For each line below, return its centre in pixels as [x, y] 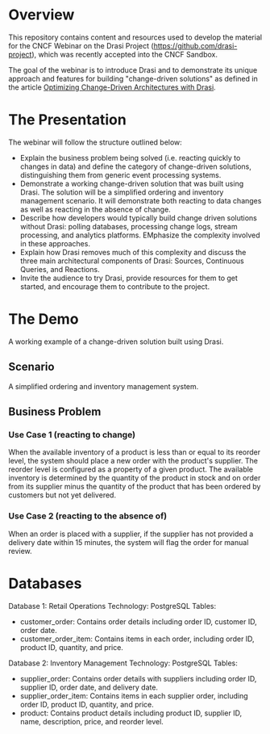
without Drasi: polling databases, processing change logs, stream [129, 226]
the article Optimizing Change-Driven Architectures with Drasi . [112, 87]
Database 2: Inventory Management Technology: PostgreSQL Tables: [123, 663]
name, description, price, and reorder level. [91, 721]
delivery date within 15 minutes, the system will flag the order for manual [129, 542]
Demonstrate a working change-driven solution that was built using [132, 183]
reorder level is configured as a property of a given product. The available [131, 469]
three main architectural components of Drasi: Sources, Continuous [132, 261]
